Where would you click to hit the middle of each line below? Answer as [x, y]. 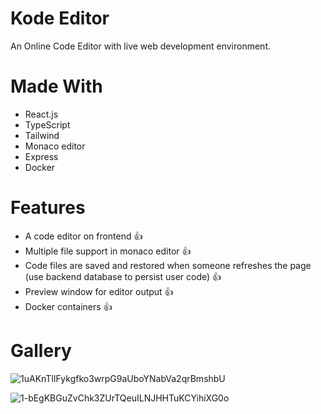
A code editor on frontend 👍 [83, 236]
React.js [41, 114]
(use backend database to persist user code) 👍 [123, 276]
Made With [56, 86]
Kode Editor [60, 18]
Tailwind [42, 135]
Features [48, 208]
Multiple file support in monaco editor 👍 [108, 251]
